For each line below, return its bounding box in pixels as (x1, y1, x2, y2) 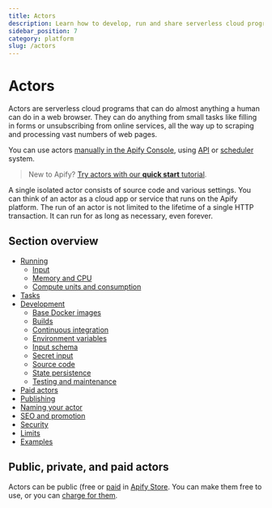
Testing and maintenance (32, 376, 117, 386)
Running (19, 256, 49, 266)
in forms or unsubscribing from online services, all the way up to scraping (8, 121, 254, 130)
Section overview (8, 234, 99, 248)
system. (8, 154, 35, 164)
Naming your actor (19, 402, 83, 412)
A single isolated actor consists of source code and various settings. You (8, 186, 252, 195)
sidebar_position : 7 (8, 27, 79, 35)
